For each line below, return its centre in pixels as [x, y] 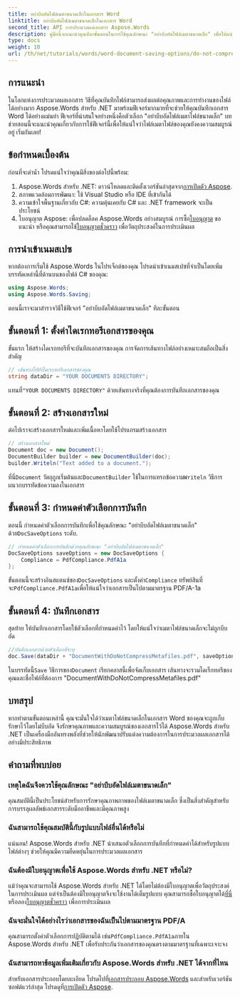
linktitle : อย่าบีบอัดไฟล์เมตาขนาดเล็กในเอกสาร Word [70, 21]
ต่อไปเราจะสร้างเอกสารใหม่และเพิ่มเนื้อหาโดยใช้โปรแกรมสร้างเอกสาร [88, 430]
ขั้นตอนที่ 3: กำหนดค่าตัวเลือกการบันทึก [77, 508]
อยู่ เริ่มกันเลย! [25, 132]
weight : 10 [24, 47]
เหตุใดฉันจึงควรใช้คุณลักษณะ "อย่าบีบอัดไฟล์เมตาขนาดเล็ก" [90, 785]
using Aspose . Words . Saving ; [50, 294]
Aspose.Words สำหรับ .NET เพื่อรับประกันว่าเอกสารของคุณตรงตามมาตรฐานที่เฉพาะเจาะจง [118, 944]
